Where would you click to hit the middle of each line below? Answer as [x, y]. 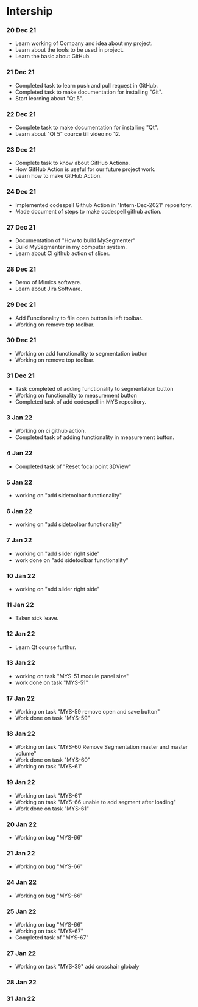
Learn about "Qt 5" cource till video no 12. [68, 134]
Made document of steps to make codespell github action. [88, 211]
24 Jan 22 [21, 882]
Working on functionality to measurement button [76, 395]
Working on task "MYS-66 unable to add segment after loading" [96, 802]
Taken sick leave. [37, 618]
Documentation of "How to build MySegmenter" [75, 240]
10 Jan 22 [21, 575]
